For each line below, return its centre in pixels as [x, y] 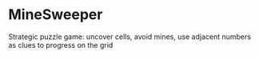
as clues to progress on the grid [61, 44]
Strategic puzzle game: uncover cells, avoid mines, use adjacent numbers [130, 37]
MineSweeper [56, 15]
